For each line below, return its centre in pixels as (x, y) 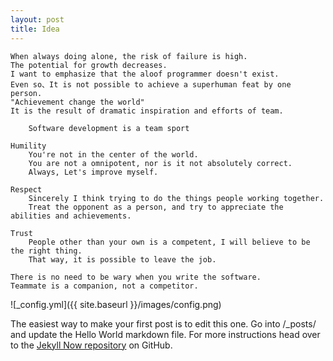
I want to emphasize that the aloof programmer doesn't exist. (145, 74)
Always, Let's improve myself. (93, 172)
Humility (28, 146)
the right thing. (46, 251)
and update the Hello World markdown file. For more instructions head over (165, 334)
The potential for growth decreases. (89, 65)
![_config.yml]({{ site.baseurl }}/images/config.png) (116, 304)
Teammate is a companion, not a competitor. (104, 286)
